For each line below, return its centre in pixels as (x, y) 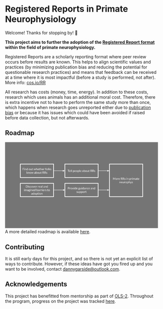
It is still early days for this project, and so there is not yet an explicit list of (79, 259)
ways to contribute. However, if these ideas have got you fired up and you (79, 264)
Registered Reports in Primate (67, 9)
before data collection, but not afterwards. (47, 118)
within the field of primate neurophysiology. (50, 47)
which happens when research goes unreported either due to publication (78, 107)
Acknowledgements (36, 284)
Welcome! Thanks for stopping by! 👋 (41, 33)
